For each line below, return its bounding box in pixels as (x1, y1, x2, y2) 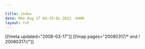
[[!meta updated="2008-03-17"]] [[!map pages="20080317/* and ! (5, 33, 140, 39)
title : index (5, 11, 32, 16)
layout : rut (5, 20, 29, 25)
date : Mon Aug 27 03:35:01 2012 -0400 (5, 16, 85, 21)
